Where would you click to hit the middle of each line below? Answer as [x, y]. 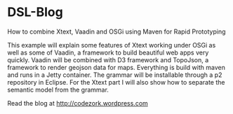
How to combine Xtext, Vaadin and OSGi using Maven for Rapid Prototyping [116, 31]
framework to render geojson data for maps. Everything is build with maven [116, 67]
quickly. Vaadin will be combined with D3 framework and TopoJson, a [108, 59]
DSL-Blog [35, 12]
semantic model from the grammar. [58, 90]
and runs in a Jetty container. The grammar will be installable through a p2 [115, 75]
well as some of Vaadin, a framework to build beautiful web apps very [108, 52]
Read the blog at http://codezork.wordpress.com [78, 103]
